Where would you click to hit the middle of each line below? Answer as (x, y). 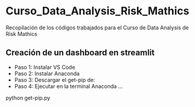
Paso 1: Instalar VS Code (45, 67)
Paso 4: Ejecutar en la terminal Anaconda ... (68, 86)
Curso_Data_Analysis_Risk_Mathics (97, 11)
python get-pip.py (28, 97)
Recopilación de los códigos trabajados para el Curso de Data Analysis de (97, 27)
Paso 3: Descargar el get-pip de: (55, 80)
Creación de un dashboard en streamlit (80, 53)
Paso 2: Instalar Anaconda (47, 74)
